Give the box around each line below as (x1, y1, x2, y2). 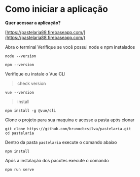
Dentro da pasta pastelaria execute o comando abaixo (5, 139, 117, 145)
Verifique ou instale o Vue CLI (5, 71, 66, 77)
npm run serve (5, 167, 35, 172)
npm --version (5, 62, 35, 67)
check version (17, 80, 46, 86)
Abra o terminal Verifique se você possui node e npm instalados (5, 44, 135, 50)
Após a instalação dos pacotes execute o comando (5, 157, 109, 163)
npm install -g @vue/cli (5, 108, 56, 113)
